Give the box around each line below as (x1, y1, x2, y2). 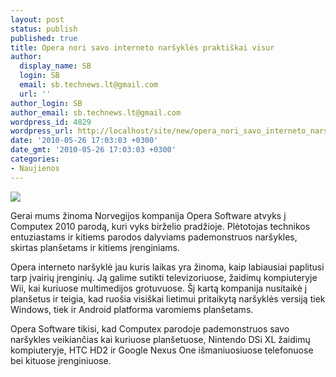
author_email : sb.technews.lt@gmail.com (10, 107, 182, 118)
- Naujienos (10, 163, 60, 173)
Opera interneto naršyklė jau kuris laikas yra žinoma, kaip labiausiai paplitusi (10, 261, 325, 273)
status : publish (10, 24, 78, 34)
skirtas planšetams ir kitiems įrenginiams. (10, 241, 180, 253)
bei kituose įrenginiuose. (10, 354, 112, 366)
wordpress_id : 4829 (10, 117, 92, 127)
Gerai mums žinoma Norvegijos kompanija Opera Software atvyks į (10, 209, 287, 221)
